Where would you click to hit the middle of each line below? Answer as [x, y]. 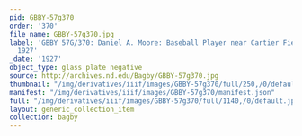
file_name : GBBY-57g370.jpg [62, 34]
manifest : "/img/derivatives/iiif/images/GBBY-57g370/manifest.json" [142, 92]
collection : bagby [44, 117]
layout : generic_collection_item [72, 109]
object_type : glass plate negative [76, 68]
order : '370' [34, 26]
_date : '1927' [36, 59]
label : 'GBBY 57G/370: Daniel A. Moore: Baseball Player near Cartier [144, 42]
